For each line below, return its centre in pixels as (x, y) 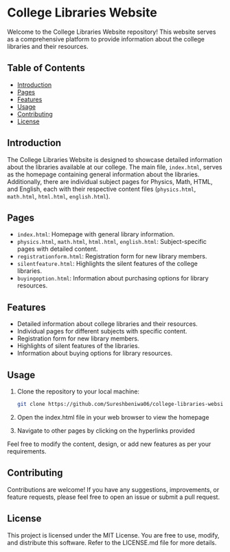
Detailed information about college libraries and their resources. (107, 324)
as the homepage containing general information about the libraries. (103, 174)
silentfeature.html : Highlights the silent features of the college (107, 264)
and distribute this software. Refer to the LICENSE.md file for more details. (112, 542)
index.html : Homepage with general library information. (96, 234)
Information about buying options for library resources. (95, 354)
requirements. (27, 451)
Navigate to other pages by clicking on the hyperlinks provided (106, 430)
